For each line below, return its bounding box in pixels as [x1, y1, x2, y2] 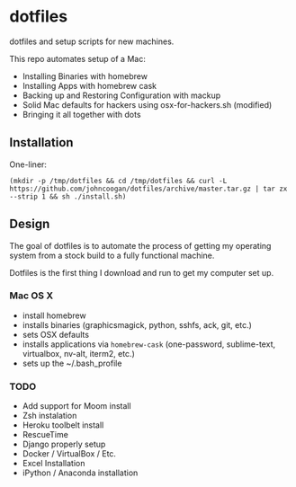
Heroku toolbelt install [22, 420, 104, 430]
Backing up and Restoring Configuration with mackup [22, 90, 221, 101]
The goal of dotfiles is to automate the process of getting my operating [9, 240, 272, 251]
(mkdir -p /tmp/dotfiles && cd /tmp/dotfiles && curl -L [9, 176, 228, 185]
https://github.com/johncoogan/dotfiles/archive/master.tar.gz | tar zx [9, 184, 288, 193]
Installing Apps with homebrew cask [22, 80, 157, 91]
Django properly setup [22, 438, 106, 450]
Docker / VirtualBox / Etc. [22, 448, 117, 459]
